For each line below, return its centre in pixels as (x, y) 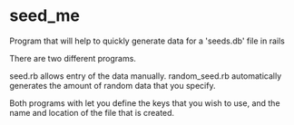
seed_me (44, 16)
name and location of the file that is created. (92, 112)
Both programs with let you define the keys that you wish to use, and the (145, 103)
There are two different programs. (73, 58)
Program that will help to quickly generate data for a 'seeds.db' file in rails (147, 41)
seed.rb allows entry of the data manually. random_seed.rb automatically (146, 76)
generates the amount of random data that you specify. (113, 85)
